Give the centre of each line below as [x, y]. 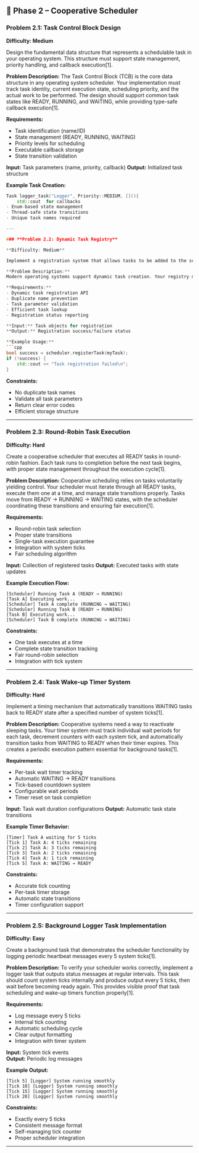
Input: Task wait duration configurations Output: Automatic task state [91, 809]
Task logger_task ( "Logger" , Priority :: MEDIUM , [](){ [73, 196]
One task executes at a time [49, 642]
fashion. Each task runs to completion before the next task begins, [101, 463]
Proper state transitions [43, 535]
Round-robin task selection [48, 528]
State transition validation [46, 156]
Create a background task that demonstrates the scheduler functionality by [98, 950]
